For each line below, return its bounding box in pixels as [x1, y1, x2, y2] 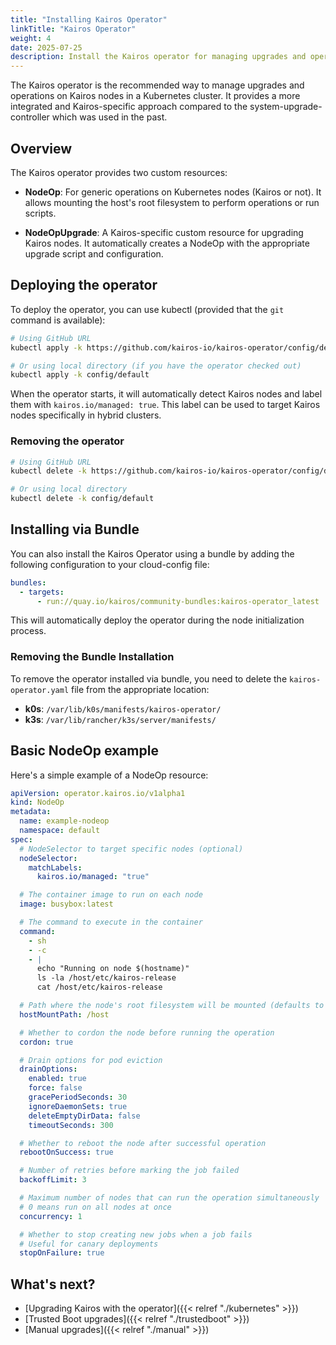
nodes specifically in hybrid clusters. [10, 409, 162, 421]
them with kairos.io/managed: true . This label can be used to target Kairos [10, 399, 321, 411]
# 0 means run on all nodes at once [19, 1202, 172, 1212]
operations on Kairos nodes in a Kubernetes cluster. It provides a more [10, 90, 301, 102]
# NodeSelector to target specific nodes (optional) [19, 844, 244, 854]
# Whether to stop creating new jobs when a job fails [19, 1229, 253, 1240]
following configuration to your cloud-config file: [10, 558, 210, 570]
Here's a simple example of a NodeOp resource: [10, 769, 209, 781]
